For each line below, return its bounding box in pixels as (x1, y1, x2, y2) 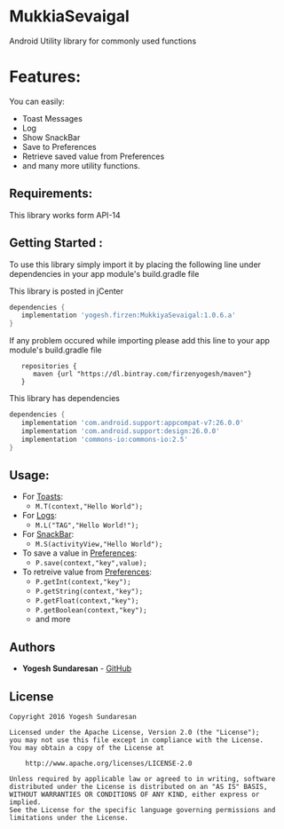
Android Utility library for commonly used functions (9, 36, 197, 46)
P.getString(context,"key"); (35, 588, 144, 596)
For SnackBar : (21, 529, 75, 540)
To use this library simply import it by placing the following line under (9, 259, 262, 270)
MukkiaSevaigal (9, 6, 130, 27)
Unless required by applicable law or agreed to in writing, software (9, 774, 276, 783)
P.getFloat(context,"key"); (35, 596, 139, 605)
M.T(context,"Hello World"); (35, 502, 144, 511)
